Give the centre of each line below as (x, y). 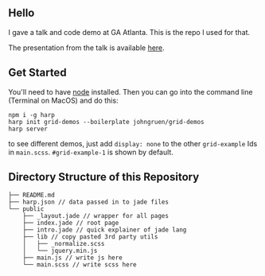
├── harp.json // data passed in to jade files (89, 202)
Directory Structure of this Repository (104, 177)
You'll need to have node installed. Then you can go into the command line (131, 91)
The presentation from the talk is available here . (86, 48)
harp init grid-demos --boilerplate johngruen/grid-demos (106, 122)
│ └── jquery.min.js (60, 251)
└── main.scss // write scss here (80, 265)
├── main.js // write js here (73, 258)
